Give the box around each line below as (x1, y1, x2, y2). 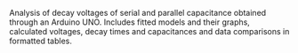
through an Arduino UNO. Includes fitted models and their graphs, (9, 17, 251, 27)
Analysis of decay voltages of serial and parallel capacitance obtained (9, 8, 267, 18)
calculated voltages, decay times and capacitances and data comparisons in (9, 26, 290, 36)
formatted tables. (9, 35, 73, 46)
